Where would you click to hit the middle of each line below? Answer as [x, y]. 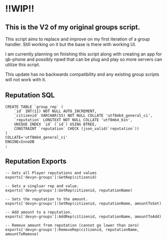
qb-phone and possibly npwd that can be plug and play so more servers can [84, 59]
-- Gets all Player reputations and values [51, 173]
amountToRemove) [22, 234]
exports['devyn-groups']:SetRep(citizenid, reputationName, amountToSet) [83, 203]
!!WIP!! [20, 9]
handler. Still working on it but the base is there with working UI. [71, 44]
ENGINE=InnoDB [20, 142]
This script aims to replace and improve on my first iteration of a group [78, 39]
